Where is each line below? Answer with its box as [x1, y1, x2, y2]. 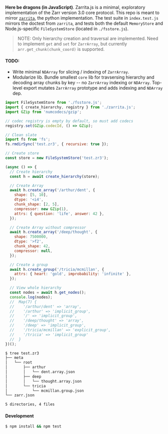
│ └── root [5, 360, 33, 365]
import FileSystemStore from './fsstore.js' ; [5, 100, 102, 105]
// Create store [5, 151, 39, 156]
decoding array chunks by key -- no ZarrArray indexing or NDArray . [12, 80, 151, 86]
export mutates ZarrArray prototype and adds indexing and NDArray [23, 85, 163, 91]
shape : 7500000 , [14, 234, 49, 239]
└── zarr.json [5, 393, 35, 398]
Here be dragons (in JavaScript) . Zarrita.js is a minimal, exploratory [5, 5, 145, 10]
